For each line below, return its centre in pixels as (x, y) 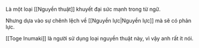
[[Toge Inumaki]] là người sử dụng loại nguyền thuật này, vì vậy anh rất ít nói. (99, 38)
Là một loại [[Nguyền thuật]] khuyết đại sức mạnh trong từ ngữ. (83, 9)
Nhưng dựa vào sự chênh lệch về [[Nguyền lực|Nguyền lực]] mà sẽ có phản (99, 20)
